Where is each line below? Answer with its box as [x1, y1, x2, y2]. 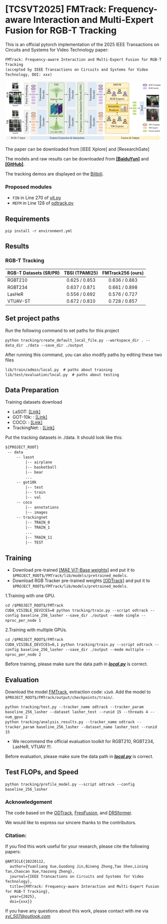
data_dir [5, 342, 23, 348]
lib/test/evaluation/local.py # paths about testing [5, 372, 120, 377]
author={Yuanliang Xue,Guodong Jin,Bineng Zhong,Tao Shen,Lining [9, 864, 149, 869]
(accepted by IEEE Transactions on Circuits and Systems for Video [5, 67, 149, 72]
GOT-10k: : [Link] [12, 414, 47, 420]
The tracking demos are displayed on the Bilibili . [5, 170, 104, 176]
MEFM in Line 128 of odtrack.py [12, 200, 74, 206]
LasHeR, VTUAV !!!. [12, 744, 52, 750]
